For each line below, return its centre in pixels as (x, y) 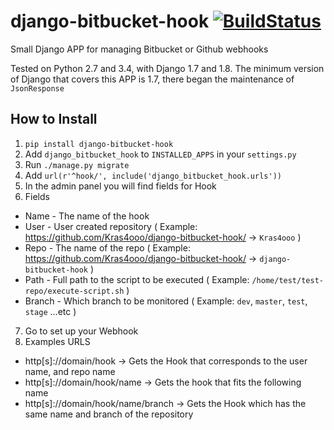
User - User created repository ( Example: (111, 226)
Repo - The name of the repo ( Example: (107, 247)
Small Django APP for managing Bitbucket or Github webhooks (139, 49)
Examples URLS (57, 341)
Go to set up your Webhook (81, 331)
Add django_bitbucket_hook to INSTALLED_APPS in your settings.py (160, 154)
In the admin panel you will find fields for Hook (120, 186)
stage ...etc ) (50, 311)
